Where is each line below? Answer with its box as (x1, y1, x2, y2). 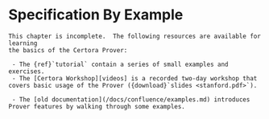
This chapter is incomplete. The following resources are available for (8, 32, 262, 40)
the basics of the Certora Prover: (8, 46, 128, 54)
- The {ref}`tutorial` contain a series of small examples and (11, 60, 229, 68)
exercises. (8, 67, 45, 76)
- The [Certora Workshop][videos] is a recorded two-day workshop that (11, 74, 258, 82)
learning (8, 39, 38, 47)
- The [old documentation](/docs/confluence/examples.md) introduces (11, 95, 250, 104)
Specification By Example (8, 6, 184, 24)
